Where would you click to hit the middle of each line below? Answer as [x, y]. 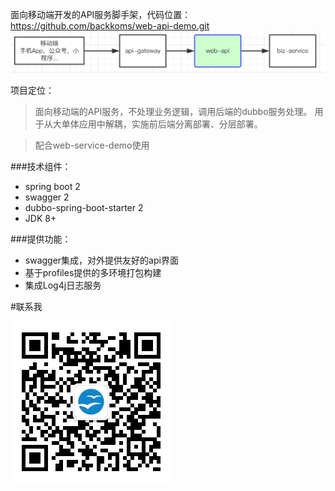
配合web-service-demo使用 [92, 145]
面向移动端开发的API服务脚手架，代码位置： [101, 14]
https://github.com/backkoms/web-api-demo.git [110, 26]
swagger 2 [47, 197]
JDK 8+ [40, 219]
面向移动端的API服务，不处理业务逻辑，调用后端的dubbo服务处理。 [173, 112]
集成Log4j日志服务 [63, 285]
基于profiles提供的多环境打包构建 [93, 273]
